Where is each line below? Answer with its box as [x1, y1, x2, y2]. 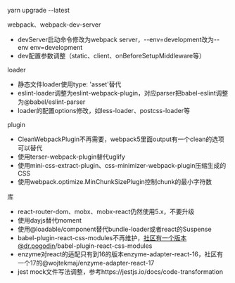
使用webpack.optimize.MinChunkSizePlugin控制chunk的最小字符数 [17, 178, 212, 185]
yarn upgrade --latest [7, 6, 70, 14]
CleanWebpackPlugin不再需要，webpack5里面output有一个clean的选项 [17, 135, 225, 143]
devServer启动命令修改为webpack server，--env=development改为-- [17, 35, 220, 44]
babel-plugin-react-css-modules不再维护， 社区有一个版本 [17, 234, 187, 242]
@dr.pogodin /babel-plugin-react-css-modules [17, 242, 153, 250]
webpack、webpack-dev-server [7, 20, 101, 29]
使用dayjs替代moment [17, 216, 82, 224]
